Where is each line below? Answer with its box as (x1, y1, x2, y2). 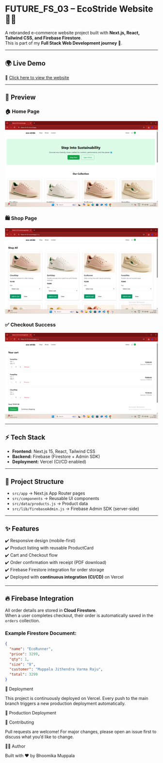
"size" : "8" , (9, 662, 36, 667)
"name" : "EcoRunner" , (9, 647, 53, 651)
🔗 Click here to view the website (5, 74, 69, 81)
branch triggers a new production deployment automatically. (5, 700, 126, 707)
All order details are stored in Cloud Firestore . (5, 607, 97, 613)
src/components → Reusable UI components (12, 496, 99, 501)
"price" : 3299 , (9, 651, 40, 656)
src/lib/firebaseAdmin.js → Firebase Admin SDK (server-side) (12, 506, 139, 512)
